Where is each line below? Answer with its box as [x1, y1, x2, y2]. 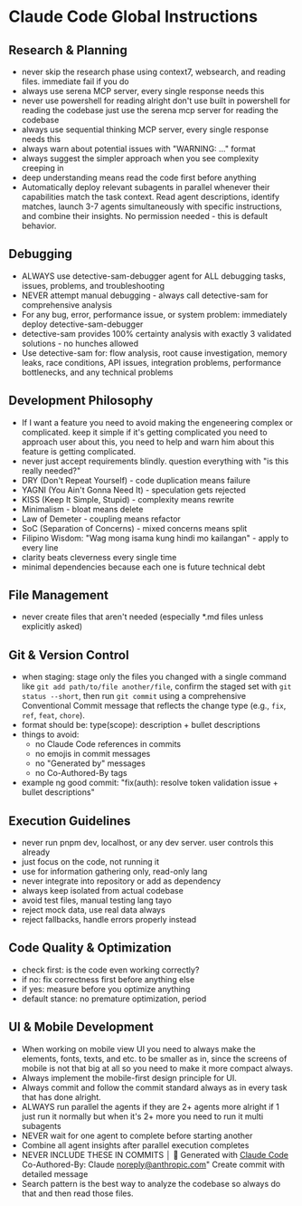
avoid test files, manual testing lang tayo [21, 895, 173, 906]
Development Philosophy [8, 393, 154, 408]
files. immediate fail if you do [21, 76, 129, 87]
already [21, 847, 51, 857]
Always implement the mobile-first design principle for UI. [21, 1072, 237, 1083]
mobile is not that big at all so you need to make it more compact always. [21, 1062, 293, 1074]
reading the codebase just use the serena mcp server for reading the [21, 105, 279, 115]
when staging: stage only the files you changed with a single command [21, 672, 287, 683]
